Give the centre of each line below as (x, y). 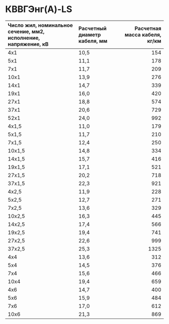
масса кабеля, (143, 35)
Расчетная (148, 28)
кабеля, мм (93, 41)
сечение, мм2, (26, 31)
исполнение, (24, 38)
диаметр (90, 35)
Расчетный (93, 28)
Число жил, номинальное (40, 25)
